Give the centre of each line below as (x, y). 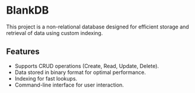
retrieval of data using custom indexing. (55, 33)
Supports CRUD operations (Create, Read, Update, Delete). (87, 66)
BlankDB (28, 10)
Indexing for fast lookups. (46, 78)
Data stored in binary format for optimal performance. (80, 72)
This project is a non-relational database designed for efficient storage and (98, 27)
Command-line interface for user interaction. (69, 85)
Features (23, 52)
